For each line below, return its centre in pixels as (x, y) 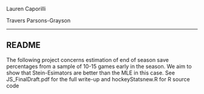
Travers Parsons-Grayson (39, 20)
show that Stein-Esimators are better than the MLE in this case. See (90, 73)
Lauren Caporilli (26, 9)
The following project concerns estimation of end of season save (87, 59)
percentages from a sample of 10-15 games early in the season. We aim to (99, 66)
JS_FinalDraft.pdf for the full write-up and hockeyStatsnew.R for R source (98, 79)
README (23, 45)
